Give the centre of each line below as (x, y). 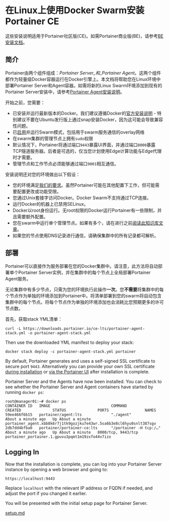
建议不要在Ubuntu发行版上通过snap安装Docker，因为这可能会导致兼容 (90, 120)
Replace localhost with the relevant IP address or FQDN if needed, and (79, 488)
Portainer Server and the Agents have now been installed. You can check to (83, 381)
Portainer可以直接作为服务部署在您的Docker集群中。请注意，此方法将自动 (82, 266)
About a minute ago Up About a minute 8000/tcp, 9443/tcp (72, 432)
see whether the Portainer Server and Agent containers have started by (79, 387)
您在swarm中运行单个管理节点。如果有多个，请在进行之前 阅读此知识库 (86, 223)
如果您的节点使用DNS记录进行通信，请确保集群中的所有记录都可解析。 (86, 236)
